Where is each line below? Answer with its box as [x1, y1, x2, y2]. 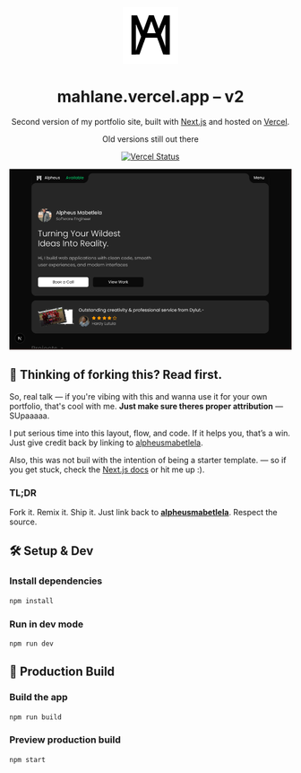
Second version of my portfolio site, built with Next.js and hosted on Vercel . [11, 116, 290, 127]
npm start [9, 755, 47, 764]
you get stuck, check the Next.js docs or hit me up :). [9, 464, 205, 475]
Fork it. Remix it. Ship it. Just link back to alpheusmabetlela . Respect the [9, 507, 278, 518]
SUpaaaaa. [9, 410, 50, 421]
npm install [9, 596, 54, 605]
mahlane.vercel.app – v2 [56, 87, 245, 107]
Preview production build [9, 733, 121, 746]
